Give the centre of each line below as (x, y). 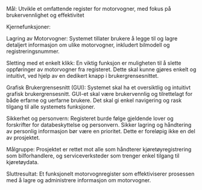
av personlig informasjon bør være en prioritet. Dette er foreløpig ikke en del (101, 131)
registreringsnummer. (33, 51)
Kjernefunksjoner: (29, 27)
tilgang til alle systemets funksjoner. (51, 107)
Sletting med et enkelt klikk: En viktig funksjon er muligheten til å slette (94, 63)
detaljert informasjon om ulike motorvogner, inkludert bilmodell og (88, 45)
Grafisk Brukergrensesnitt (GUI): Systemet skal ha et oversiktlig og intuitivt (99, 87)
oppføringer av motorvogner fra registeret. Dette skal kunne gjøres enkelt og (101, 69)
